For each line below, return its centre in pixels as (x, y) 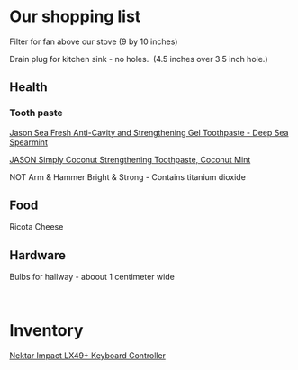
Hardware (37, 255)
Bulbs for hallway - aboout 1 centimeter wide (92, 277)
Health (28, 87)
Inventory (46, 331)
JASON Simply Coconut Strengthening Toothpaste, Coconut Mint (130, 159)
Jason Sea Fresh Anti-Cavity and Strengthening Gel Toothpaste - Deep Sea (149, 132)
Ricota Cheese (36, 227)
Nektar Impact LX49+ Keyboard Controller (88, 356)
